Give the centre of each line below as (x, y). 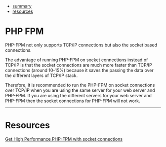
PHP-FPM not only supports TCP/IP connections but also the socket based (81, 45)
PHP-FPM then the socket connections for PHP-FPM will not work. (73, 101)
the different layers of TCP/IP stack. (41, 75)
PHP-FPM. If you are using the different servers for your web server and (79, 95)
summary (22, 6)
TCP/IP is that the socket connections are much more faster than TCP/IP (79, 65)
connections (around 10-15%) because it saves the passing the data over (80, 70)
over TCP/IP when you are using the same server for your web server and (80, 90)
